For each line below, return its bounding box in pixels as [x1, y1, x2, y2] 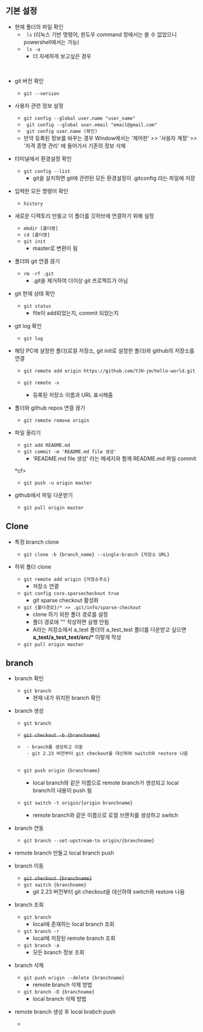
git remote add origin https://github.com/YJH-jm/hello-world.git [23, 368, 196, 374]
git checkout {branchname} [23, 875, 92, 882]
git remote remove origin [23, 417, 89, 424]
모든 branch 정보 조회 [32, 948, 84, 956]
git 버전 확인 [14, 77, 44, 84]
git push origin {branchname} [23, 767, 101, 774]
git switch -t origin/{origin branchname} [23, 800, 133, 806]
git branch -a [23, 942, 60, 949]
